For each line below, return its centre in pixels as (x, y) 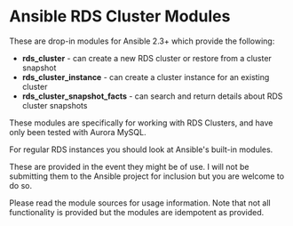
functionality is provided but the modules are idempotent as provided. (137, 212)
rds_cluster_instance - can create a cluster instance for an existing (146, 77)
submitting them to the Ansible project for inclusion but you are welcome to (147, 176)
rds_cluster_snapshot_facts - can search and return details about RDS (152, 96)
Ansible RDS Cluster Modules (120, 16)
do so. (21, 185)
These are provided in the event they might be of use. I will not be (129, 166)
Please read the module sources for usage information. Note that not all (140, 203)
